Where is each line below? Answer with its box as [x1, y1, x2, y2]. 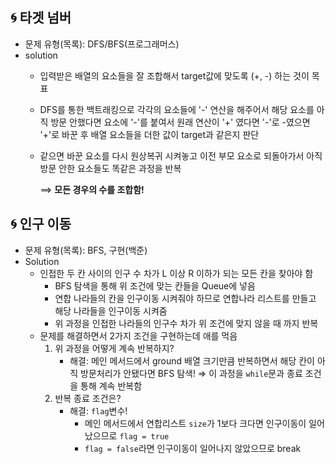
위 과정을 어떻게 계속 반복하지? [54, 342, 175, 354]
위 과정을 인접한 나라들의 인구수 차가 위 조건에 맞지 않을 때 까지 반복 [54, 317, 319, 329]
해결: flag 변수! [69, 404, 128, 417]
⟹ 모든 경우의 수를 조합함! [39, 183, 145, 195]
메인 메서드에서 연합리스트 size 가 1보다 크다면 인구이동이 [84, 417, 307, 429]
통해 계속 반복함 [80, 379, 143, 392]
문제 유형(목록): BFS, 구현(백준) [24, 244, 148, 256]
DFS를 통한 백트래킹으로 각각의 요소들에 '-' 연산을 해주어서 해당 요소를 [39, 103, 315, 115]
